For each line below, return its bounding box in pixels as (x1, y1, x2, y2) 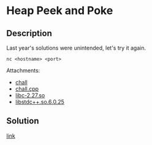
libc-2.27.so (15, 92, 45, 99)
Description (6, 28, 52, 39)
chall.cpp (15, 85, 39, 92)
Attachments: (6, 67, 40, 74)
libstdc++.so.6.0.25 (15, 99, 64, 105)
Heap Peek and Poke (6, 4, 113, 18)
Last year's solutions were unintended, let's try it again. (6, 44, 146, 51)
